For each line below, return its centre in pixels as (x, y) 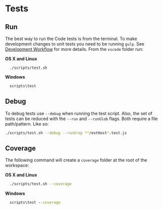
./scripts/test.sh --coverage (41, 184)
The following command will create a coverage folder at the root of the (76, 160)
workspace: (17, 166)
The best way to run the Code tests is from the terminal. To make (71, 39)
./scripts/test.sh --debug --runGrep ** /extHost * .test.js (66, 133)
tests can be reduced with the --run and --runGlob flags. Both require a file (81, 119)
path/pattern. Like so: (27, 124)
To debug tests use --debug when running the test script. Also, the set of (79, 113)
